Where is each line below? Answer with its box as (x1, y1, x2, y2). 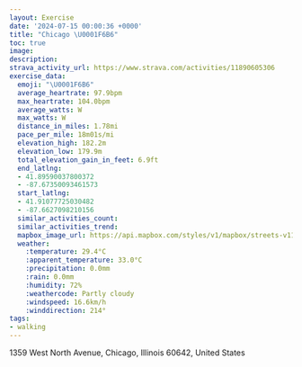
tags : (9, 314, 30, 324)
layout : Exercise (9, 13, 75, 22)
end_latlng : (17, 164, 63, 173)
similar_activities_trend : (17, 222, 119, 231)
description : (9, 55, 58, 64)
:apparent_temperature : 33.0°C (25, 255, 143, 265)
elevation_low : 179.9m (17, 147, 102, 156)
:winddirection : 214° (25, 306, 106, 315)
